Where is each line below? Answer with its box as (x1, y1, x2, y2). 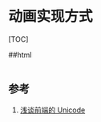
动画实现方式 (8, 7, 94, 26)
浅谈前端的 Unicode (19, 105, 86, 115)
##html (8, 50, 32, 59)
